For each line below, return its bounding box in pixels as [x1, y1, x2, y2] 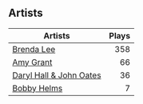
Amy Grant [12, 56, 53, 67]
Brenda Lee [12, 43, 56, 54]
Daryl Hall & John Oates [12, 70, 101, 81]
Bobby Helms [12, 82, 63, 94]
